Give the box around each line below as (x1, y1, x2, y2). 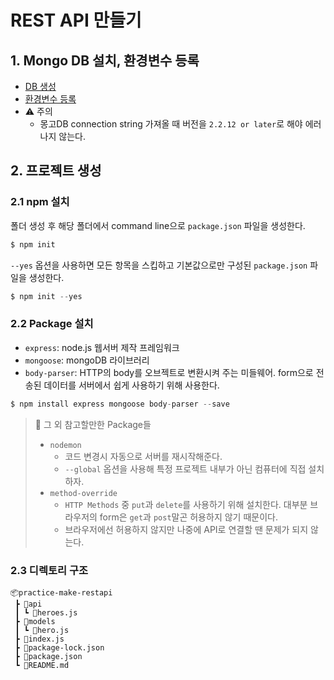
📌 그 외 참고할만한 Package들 (34, 418, 152, 430)
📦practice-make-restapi (10, 587, 113, 598)
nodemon (49, 440, 82, 450)
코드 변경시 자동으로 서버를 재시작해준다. (64, 450, 223, 462)
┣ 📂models (14, 616, 56, 626)
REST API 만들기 (10, 9, 142, 32)
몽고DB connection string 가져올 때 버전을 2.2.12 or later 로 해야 (39, 118, 303, 130)
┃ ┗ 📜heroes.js (14, 607, 78, 618)
